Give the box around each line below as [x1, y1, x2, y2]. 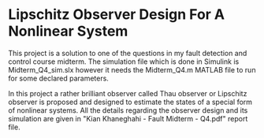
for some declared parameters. [8, 73, 109, 83]
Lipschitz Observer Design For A [8, 6, 225, 24]
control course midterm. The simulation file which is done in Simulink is [8, 57, 240, 66]
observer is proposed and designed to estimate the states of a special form [8, 97, 253, 106]
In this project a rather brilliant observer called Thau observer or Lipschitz [8, 88, 247, 98]
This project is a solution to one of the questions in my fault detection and [8, 48, 247, 58]
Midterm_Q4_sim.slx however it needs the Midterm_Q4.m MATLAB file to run [8, 65, 256, 74]
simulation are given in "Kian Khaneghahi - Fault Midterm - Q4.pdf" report [8, 114, 248, 123]
